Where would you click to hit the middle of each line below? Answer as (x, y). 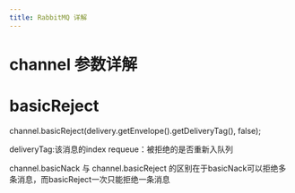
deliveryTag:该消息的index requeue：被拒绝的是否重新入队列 (121, 149)
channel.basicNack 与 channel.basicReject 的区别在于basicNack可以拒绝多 (148, 168)
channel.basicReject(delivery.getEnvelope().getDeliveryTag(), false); (135, 130)
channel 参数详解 (73, 64)
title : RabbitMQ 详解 (48, 17)
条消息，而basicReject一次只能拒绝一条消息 (90, 179)
